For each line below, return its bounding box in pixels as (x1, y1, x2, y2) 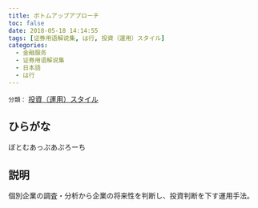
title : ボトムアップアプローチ (8, 11, 99, 20)
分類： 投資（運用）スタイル (8, 94, 99, 104)
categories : (8, 42, 48, 50)
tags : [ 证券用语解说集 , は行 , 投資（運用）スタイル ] (8, 34, 165, 42)
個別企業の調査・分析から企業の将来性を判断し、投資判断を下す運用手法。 (8, 191, 254, 201)
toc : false (8, 19, 45, 27)
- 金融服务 (15, 49, 47, 57)
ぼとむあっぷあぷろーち (8, 142, 86, 152)
